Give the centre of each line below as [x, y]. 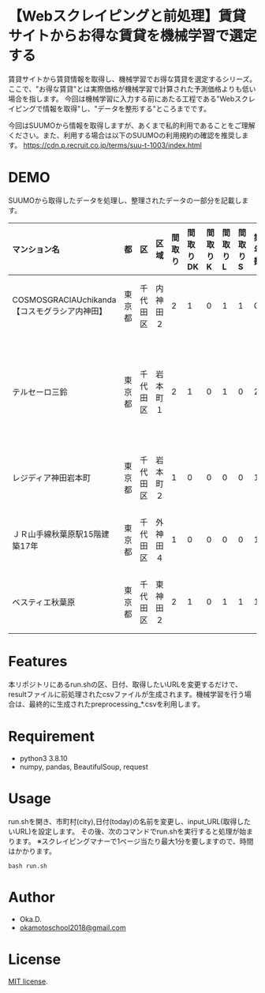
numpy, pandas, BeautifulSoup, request [84, 766]
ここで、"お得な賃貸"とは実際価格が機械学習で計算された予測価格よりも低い [132, 88]
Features [38, 662]
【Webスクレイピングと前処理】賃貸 [127, 16]
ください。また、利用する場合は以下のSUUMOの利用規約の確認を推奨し [125, 135]
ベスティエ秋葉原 [44, 602]
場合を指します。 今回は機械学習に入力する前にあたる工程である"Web [121, 99]
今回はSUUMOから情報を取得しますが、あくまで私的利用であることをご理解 [132, 125]
